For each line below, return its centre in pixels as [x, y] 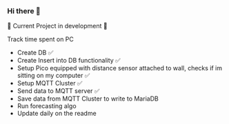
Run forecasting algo [47, 106]
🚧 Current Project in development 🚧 [58, 26]
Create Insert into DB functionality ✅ [69, 61]
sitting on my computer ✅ [53, 76]
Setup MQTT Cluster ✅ [50, 83]
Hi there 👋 [24, 11]
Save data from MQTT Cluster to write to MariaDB [88, 99]
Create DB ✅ [35, 53]
